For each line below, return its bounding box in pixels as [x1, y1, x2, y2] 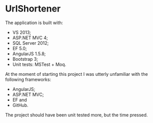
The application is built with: [5, 20, 63, 26]
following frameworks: [5, 76, 51, 82]
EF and [12, 96, 27, 103]
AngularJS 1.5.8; [12, 51, 46, 57]
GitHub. [12, 102, 28, 108]
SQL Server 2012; [12, 40, 49, 46]
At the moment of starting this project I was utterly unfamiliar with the [5, 71, 148, 77]
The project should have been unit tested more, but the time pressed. [5, 111, 148, 118]
